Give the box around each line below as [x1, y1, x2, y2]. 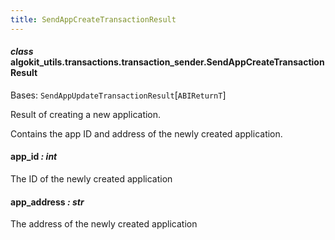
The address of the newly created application [10, 218, 198, 230]
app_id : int [10, 151, 58, 163]
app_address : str [10, 196, 85, 208]
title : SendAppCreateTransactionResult [10, 14, 177, 25]
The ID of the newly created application [10, 173, 173, 185]
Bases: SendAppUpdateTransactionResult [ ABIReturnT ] [10, 89, 227, 101]
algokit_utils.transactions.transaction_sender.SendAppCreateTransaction [10, 56, 325, 68]
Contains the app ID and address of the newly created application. [10, 127, 283, 140]
